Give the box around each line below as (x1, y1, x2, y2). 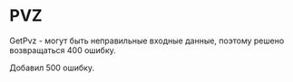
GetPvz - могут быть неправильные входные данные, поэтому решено (9, 35, 285, 46)
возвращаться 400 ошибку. (9, 44, 116, 55)
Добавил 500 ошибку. (9, 62, 95, 73)
